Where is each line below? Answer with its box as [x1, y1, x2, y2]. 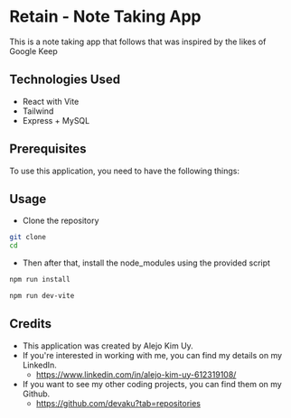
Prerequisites [9, 142, 87, 157]
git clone [9, 233, 47, 242]
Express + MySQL [22, 115, 90, 125]
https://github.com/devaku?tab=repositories [35, 397, 202, 408]
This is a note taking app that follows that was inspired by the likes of [9, 36, 267, 47]
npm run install [9, 275, 70, 284]
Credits [9, 316, 52, 331]
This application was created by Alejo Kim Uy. [22, 340, 194, 351]
